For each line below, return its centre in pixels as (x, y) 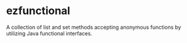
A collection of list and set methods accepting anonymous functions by (93, 27)
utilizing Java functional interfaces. (49, 33)
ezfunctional (38, 11)
